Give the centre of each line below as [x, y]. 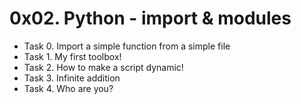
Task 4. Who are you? [68, 88]
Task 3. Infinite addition [72, 78]
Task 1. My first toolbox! [72, 56]
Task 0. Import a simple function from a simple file [127, 46]
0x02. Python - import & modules [150, 18]
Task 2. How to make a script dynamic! [103, 67]
